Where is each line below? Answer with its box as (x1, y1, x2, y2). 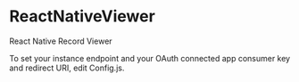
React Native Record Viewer (9, 36, 113, 46)
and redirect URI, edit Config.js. (9, 62, 125, 73)
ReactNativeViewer (9, 6, 156, 27)
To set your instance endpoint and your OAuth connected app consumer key (9, 53, 291, 63)
